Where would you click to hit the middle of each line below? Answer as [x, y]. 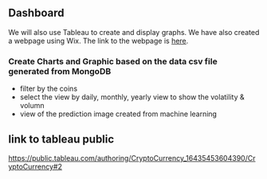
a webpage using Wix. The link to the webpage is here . [98, 41]
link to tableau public [61, 139]
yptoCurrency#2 [35, 166]
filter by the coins [49, 89]
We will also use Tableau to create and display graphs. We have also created [134, 32]
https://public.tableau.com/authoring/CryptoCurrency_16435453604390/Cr [132, 158]
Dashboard [36, 13]
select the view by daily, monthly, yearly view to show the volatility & [132, 97]
